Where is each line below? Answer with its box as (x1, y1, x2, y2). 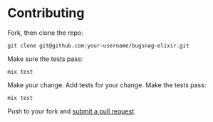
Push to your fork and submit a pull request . (7, 106, 137, 115)
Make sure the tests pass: (7, 55, 83, 63)
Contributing (7, 5, 85, 21)
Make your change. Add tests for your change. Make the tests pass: (7, 80, 207, 89)
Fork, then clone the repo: (7, 28, 83, 37)
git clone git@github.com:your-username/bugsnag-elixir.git (7, 42, 190, 49)
